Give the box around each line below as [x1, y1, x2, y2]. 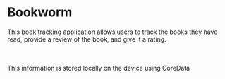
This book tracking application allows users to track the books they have [7, 28, 218, 36]
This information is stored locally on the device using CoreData [7, 63, 190, 72]
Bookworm [7, 4, 73, 20]
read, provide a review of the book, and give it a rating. [7, 35, 167, 43]
